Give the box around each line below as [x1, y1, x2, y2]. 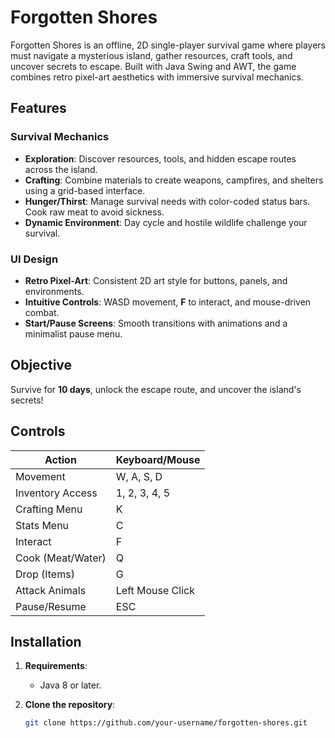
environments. [24, 285, 85, 297]
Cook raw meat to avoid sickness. [24, 206, 165, 218]
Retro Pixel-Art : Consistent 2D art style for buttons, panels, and [24, 274, 288, 286]
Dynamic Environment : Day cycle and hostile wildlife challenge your [24, 216, 308, 228]
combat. [24, 306, 60, 318]
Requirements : [24, 660, 88, 672]
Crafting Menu [15, 502, 83, 516]
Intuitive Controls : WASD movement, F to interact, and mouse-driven [24, 296, 312, 308]
